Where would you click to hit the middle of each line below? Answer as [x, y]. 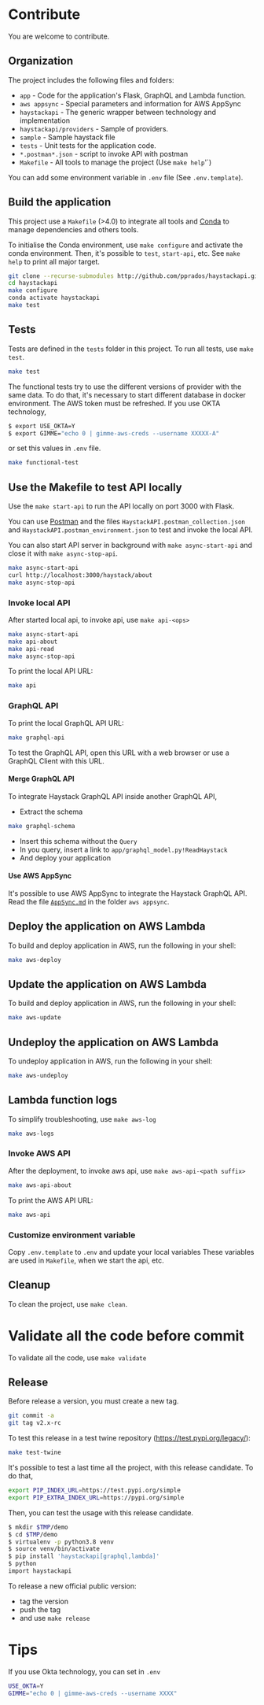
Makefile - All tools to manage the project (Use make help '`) [115, 162]
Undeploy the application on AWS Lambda [114, 1042]
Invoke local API [39, 602]
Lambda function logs [63, 1100]
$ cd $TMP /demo [33, 1534]
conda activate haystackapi [54, 298]
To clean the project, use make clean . [68, 1304]
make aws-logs [31, 1134]
